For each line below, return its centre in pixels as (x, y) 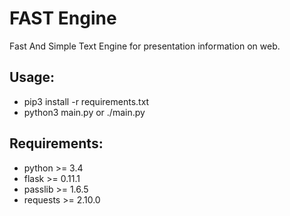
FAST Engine (63, 18)
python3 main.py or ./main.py (84, 112)
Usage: (32, 77)
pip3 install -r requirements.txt (86, 101)
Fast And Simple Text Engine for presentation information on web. (145, 46)
